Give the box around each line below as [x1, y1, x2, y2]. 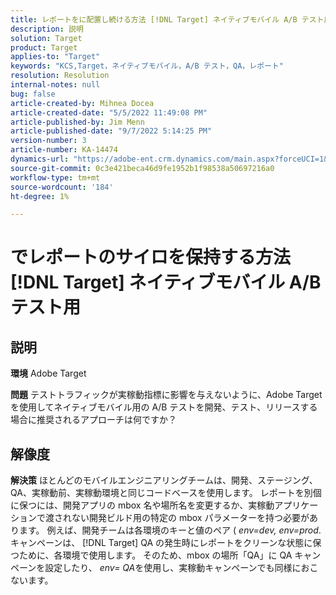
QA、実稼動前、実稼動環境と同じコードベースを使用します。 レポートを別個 [10, 487, 322, 499]
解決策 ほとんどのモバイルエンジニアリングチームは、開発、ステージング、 [10, 474, 318, 486]
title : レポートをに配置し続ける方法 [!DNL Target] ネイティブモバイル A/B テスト [10, 14, 325, 25]
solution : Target [10, 33, 83, 43]
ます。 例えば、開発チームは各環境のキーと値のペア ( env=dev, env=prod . [18, 524, 322, 536]
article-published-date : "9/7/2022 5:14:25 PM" [10, 126, 213, 136]
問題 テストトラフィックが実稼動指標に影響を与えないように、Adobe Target [10, 389, 323, 401]
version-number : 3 [10, 136, 87, 146]
